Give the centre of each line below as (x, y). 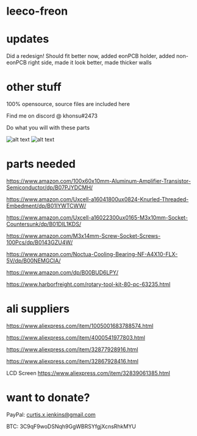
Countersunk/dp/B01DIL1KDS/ (44, 224)
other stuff (34, 87)
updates (28, 39)
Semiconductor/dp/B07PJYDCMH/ (50, 188)
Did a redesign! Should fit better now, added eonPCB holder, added (91, 56)
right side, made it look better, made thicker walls (90, 63)
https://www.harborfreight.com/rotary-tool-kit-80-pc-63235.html (88, 284)
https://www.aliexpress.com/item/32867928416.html (73, 361)
